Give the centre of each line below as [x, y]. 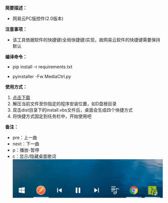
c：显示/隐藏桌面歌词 [34, 156]
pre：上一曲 [25, 138]
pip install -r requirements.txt [42, 67]
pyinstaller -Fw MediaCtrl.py [42, 76]
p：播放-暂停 [26, 150]
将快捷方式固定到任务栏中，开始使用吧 [52, 116]
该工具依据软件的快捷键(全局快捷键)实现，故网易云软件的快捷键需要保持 [86, 40]
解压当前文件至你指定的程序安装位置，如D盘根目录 [64, 104]
